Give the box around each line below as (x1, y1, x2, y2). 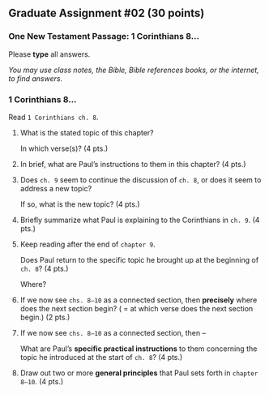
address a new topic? (19, 183, 92, 193)
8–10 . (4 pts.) (19, 376, 64, 386)
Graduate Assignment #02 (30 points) (8, 6, 205, 20)
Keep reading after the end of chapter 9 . (19, 239, 156, 249)
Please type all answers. (8, 49, 91, 59)
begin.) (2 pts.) (19, 312, 70, 322)
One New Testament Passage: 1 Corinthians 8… (8, 31, 200, 42)
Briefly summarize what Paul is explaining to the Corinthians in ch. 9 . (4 (19, 215, 260, 225)
